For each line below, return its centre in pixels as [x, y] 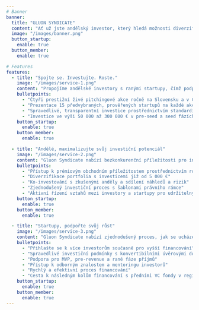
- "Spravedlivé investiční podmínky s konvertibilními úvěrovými [104, 254]
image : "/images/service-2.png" [57, 154]
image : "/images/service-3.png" [57, 232]
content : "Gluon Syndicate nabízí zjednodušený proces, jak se [97, 237]
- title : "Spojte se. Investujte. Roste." [65, 78]
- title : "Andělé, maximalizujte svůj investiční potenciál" [89, 149]
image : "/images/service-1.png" [57, 83]
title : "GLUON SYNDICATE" [44, 23]
